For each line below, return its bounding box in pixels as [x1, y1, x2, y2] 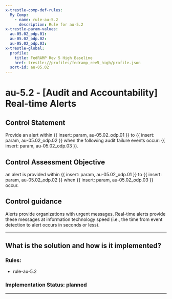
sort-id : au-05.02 [10, 65, 50, 70]
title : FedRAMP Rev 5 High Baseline [14, 55, 93, 61]
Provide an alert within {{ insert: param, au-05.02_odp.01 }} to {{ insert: [5, 132, 155, 138]
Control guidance [5, 197, 62, 206]
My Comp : [10, 12, 29, 17]
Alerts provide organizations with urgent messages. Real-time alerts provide [5, 211, 166, 217]
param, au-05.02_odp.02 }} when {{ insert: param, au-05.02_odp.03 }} [5, 177, 154, 183]
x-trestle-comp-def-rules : [5, 7, 63, 13]
